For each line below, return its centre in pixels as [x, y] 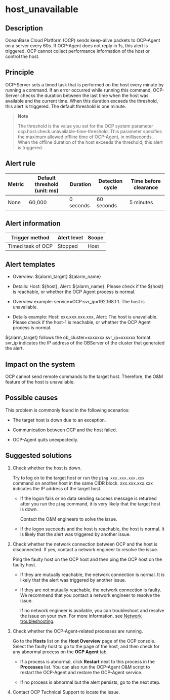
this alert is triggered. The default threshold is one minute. [66, 106]
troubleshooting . [37, 621]
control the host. [22, 56]
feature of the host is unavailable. [40, 382]
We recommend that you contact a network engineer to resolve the [90, 595]
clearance [146, 187]
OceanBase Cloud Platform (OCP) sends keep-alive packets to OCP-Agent [83, 40]
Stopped [68, 246]
